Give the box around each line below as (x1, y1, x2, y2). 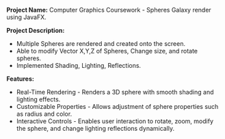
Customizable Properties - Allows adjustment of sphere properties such (16, 103, 219, 110)
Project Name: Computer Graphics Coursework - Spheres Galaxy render (6, 6, 211, 14)
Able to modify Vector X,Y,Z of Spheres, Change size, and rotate (16, 47, 198, 55)
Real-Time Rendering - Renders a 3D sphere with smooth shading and (16, 88, 214, 96)
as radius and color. (16, 110, 72, 118)
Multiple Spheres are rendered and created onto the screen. (16, 40, 186, 47)
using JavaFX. (6, 13, 47, 21)
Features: (6, 75, 35, 83)
